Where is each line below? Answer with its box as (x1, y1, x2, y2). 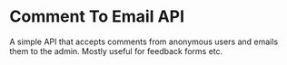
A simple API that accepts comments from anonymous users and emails (9, 36, 279, 47)
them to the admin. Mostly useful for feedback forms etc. (9, 45, 223, 56)
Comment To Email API (9, 6, 184, 27)
